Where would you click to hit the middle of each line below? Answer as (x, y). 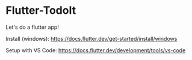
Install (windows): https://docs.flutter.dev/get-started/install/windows (91, 38)
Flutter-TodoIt (41, 10)
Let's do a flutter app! (33, 27)
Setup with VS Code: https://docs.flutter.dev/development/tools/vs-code (96, 50)
